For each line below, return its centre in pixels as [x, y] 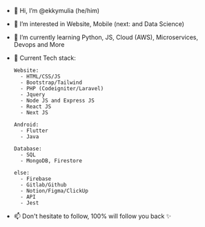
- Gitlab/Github [43, 185]
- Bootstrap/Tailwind [51, 83]
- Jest [30, 203]
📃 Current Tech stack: [45, 58]
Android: [26, 125]
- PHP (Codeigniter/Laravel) [62, 89]
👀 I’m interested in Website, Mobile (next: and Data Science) [99, 24]
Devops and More [39, 44]
